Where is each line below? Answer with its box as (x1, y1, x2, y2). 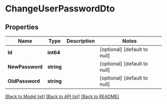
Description (66, 38, 95, 44)
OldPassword (7, 78, 40, 85)
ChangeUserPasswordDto (5, 3, 115, 14)
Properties (5, 23, 39, 31)
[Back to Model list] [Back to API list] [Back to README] (5, 94, 119, 100)
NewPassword (7, 63, 43, 70)
